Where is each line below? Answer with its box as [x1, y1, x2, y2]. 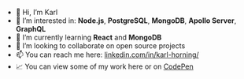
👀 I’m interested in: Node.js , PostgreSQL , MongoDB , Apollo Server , [15, 16, 237, 25]
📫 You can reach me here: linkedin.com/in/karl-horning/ [15, 50, 199, 59]
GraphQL [15, 24, 46, 33]
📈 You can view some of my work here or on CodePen [15, 62, 194, 71]
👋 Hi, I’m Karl [15, 8, 58, 17]
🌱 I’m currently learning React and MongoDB [15, 32, 162, 42]
